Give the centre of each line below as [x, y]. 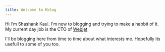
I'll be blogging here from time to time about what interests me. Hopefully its [83, 39]
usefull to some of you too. [32, 44]
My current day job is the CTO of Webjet [46, 29]
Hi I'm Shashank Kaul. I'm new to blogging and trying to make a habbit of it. [82, 24]
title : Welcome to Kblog [31, 10]
